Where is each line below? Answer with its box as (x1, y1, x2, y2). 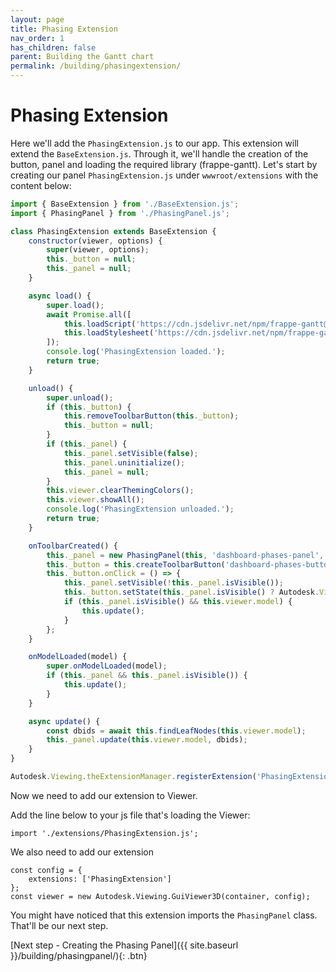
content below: (10, 179, 72, 191)
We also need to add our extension (10, 846, 154, 858)
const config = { (10, 865, 83, 875)
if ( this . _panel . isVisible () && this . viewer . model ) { (63, 597, 293, 607)
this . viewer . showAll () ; (46, 495, 145, 505)
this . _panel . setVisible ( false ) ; (63, 448, 199, 458)
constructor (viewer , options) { (28, 236, 163, 246)
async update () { (28, 716, 101, 726)
